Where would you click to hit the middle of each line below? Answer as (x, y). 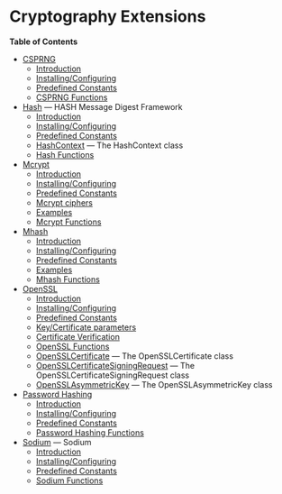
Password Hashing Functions (90, 432)
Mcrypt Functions (68, 222)
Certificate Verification (77, 336)
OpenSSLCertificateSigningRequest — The (115, 365)
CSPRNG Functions (72, 97)
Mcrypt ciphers (64, 202)
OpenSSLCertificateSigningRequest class (113, 375)
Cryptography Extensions (108, 17)
